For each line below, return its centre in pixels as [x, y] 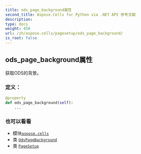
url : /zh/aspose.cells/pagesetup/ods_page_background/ [64, 33]
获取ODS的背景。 [23, 73]
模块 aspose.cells [31, 133]
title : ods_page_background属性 [38, 10]
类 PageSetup [26, 146]
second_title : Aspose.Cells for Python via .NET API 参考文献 [70, 15]
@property [16, 98]
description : [19, 19]
